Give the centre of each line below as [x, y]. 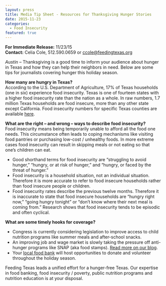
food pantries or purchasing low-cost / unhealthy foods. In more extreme [80, 139]
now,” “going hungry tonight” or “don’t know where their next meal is [82, 202]
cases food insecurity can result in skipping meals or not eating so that [78, 144]
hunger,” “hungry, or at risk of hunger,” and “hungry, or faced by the [82, 165]
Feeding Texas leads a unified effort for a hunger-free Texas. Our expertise [82, 268]
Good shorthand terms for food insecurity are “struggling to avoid [79, 159]
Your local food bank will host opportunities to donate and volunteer [82, 253]
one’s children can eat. [28, 150]
